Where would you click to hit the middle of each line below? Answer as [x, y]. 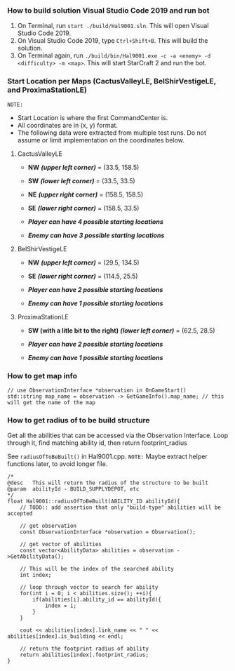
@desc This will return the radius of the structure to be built [108, 483]
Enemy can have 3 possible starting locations [96, 235]
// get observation [48, 526]
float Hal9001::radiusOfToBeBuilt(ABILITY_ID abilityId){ [94, 501]
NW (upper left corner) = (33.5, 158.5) [83, 167]
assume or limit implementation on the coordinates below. [101, 140]
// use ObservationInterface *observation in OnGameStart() [97, 390]
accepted [20, 514]
